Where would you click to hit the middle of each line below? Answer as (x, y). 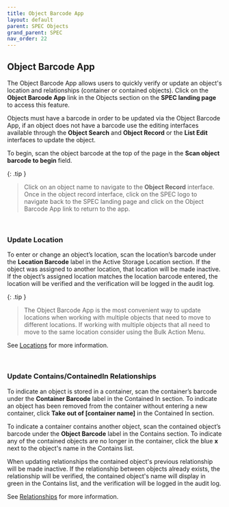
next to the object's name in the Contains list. (71, 448)
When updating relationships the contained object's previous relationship (110, 461)
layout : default (30, 20)
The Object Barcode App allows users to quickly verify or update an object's (114, 83)
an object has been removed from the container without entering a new (107, 406)
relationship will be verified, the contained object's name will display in (107, 476)
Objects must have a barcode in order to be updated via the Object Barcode (114, 118)
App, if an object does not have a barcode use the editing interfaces (103, 125)
